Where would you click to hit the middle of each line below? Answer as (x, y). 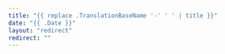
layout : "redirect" (40, 30)
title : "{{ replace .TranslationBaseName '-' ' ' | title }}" (113, 15)
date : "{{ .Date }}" (42, 23)
